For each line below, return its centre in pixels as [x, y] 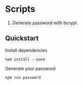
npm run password [23, 78]
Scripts [20, 9]
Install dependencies [26, 50]
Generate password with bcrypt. [45, 23]
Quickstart [22, 38]
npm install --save [25, 59]
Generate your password [30, 68]
